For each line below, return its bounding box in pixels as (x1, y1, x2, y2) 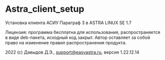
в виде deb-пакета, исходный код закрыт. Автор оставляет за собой (5, 34, 151, 40)
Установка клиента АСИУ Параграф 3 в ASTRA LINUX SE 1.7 (5, 20, 132, 26)
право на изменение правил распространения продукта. (5, 39, 127, 45)
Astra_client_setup (5, 3, 84, 15)
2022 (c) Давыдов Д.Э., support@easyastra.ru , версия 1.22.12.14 (5, 49, 140, 55)
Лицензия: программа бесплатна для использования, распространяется (5, 29, 161, 35)
